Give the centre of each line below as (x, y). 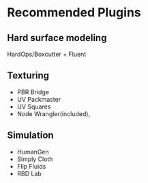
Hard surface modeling (57, 38)
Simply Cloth (35, 159)
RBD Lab (29, 173)
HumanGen (33, 152)
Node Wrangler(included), (54, 113)
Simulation (30, 136)
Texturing (28, 75)
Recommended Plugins (74, 13)
